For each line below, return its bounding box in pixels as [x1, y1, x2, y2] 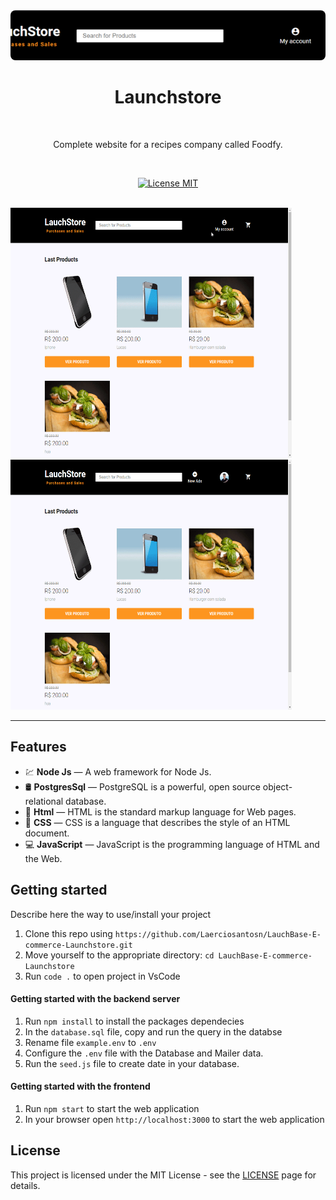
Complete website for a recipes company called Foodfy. [53, 138, 283, 150]
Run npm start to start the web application [24, 1102, 200, 1114]
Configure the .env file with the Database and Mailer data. [24, 1047, 264, 1059]
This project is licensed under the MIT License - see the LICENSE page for [10, 1169, 317, 1181]
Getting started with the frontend [10, 1080, 151, 1093]
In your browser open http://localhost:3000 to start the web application [24, 1113, 325, 1125]
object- [262, 780, 293, 793]
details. [10, 1179, 41, 1191]
